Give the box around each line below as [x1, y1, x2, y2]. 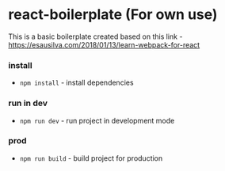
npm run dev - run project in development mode [19, 116, 175, 125]
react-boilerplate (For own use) [8, 6, 218, 24]
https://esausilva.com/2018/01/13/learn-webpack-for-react [8, 40, 200, 49]
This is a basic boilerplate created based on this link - [8, 32, 183, 41]
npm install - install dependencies [19, 78, 134, 88]
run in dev [8, 97, 48, 108]
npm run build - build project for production [19, 153, 163, 163]
